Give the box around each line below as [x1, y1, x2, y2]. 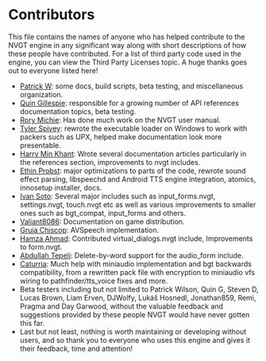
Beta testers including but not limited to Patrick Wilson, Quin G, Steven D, [19, 284, 259, 294]
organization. [19, 89, 64, 99]
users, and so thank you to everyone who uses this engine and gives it [19, 335, 250, 344]
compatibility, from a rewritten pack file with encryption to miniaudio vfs [19, 267, 256, 277]
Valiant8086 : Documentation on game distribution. [19, 217, 185, 226]
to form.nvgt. [19, 241, 63, 252]
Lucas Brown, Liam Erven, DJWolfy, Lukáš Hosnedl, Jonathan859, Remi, [19, 292, 256, 302]
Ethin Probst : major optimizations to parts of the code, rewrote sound [19, 166, 246, 175]
